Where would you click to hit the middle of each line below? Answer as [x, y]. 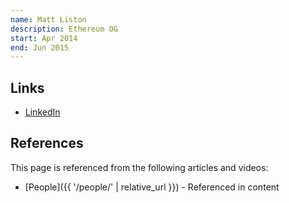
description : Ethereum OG [64, 29]
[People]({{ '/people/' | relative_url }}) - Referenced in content [152, 187]
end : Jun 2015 [40, 47]
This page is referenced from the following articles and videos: [139, 167]
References [47, 143]
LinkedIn [42, 112]
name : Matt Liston [48, 19]
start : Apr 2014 [44, 38]
